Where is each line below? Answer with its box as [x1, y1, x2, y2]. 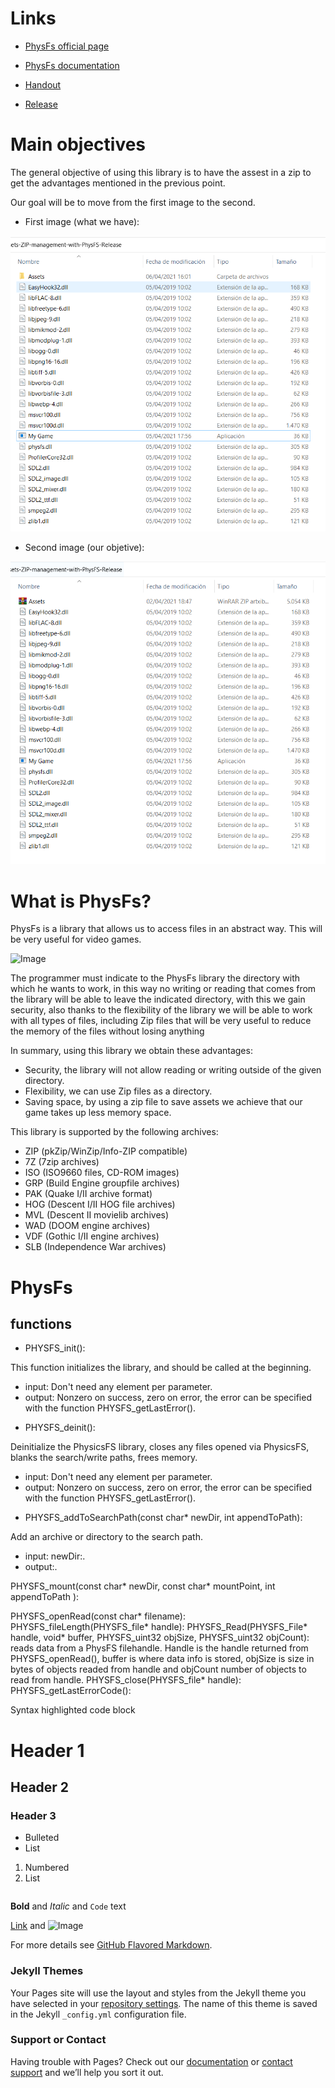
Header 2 [10, 1778, 70, 1796]
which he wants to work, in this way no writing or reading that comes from [10, 983, 317, 995]
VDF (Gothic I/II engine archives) [24, 1230, 160, 1242]
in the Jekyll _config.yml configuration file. [10, 2008, 187, 2020]
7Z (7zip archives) [24, 1156, 100, 1168]
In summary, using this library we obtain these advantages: [10, 1045, 253, 1057]
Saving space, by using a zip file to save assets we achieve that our [24, 1096, 303, 1108]
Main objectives [10, 133, 147, 156]
